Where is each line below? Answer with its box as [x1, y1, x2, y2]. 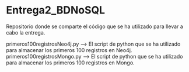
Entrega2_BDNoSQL [6, 4, 106, 17]
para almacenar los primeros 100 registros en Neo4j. [6, 46, 132, 53]
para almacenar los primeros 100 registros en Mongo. [6, 59, 135, 66]
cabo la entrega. [6, 29, 45, 36]
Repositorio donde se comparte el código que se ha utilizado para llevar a [6, 23, 184, 30]
